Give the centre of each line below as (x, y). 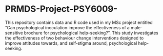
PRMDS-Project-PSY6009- (61, 9)
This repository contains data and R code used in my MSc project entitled (79, 22)
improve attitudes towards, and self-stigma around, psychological (71, 43)
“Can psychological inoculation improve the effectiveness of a (67, 27)
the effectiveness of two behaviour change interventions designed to (74, 38)
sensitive (14, 33)
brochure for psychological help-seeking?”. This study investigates (91, 33)
